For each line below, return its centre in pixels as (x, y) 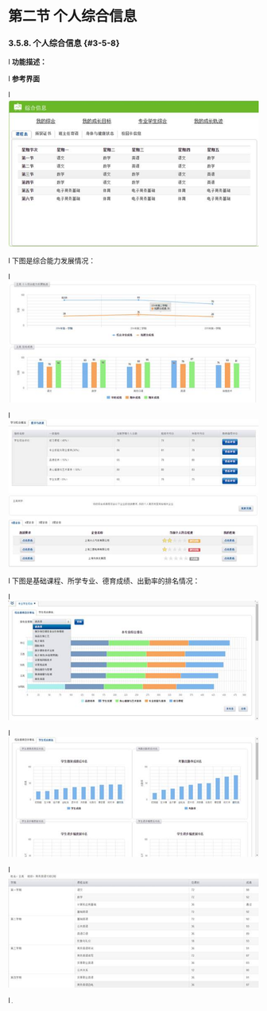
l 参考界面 (24, 79)
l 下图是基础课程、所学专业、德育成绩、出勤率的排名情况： (104, 581)
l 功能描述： (28, 62)
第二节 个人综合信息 (73, 16)
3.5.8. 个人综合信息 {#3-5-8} (64, 43)
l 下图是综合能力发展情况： (52, 260)
